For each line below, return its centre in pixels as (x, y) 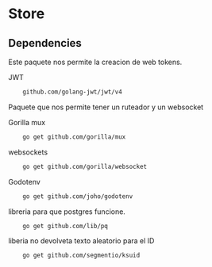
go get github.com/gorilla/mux (74, 137)
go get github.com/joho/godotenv (78, 196)
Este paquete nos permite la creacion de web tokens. (95, 62)
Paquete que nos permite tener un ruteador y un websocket (106, 107)
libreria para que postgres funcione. (67, 212)
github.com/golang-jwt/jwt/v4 (73, 92)
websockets (28, 152)
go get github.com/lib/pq (66, 226)
